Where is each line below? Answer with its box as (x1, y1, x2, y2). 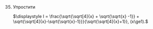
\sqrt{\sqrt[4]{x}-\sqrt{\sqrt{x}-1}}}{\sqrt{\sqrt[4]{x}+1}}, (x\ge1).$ (12, 19, 148, 24)
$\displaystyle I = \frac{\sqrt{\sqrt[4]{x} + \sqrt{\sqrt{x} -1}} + (12, 14, 140, 19)
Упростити (12, 4, 36, 10)
